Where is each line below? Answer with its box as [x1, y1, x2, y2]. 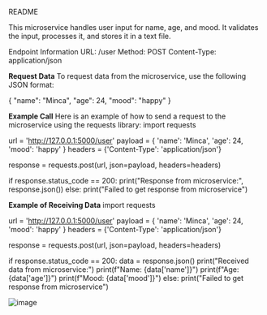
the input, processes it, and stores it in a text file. [8, 32, 171, 41]
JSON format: [8, 80, 54, 89]
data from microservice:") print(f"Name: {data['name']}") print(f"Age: [8, 265, 239, 274]
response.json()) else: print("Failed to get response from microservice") [8, 184, 248, 194]
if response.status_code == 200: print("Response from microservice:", [8, 176, 243, 185]
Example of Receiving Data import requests [8, 201, 156, 209]
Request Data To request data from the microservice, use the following [8, 71, 247, 80]
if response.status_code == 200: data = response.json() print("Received [8, 256, 249, 265]
